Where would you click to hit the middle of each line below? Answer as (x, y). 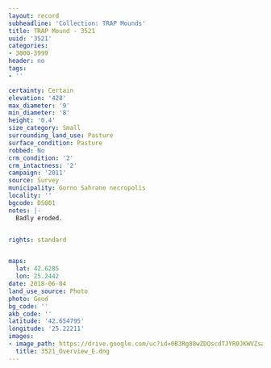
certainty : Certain (41, 90)
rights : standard (38, 240)
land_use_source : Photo (48, 291)
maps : (17, 261)
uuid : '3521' (30, 38)
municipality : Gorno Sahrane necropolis (77, 188)
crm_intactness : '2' (43, 165)
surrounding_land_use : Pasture (61, 136)
